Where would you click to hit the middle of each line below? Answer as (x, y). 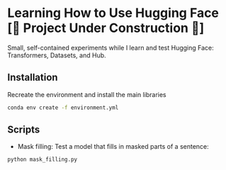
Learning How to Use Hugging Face (113, 13)
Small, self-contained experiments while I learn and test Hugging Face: (111, 47)
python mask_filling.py (43, 160)
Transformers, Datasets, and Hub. (57, 55)
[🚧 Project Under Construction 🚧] (106, 28)
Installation (33, 78)
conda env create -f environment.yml (63, 108)
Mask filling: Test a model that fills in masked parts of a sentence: (113, 147)
